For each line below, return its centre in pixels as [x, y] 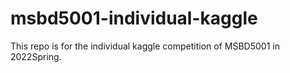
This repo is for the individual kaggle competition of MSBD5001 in [145, 46]
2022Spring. [36, 56]
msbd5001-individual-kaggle [134, 18]
